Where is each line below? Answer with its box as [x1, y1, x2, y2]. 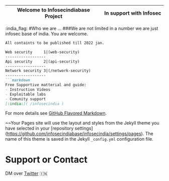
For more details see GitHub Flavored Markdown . [5, 110, 107, 116]
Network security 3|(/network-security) [5, 68, 92, 74]
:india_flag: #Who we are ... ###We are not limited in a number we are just [5, 25, 158, 31]
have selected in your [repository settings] [5, 126, 93, 132]
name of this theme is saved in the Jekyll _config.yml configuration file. [5, 136, 153, 142]
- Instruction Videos [5, 87, 51, 92]
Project [44, 13, 63, 20]
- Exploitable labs [5, 92, 46, 97]
